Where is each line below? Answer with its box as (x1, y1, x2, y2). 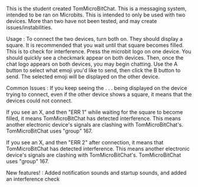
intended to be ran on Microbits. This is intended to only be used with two (6, 11, 186, 18)
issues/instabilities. (6, 24, 53, 31)
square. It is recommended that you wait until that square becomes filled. (6, 41, 184, 49)
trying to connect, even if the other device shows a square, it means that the (6, 91, 192, 98)
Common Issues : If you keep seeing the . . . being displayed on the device (6, 85, 187, 91)
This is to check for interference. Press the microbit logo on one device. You (6, 48, 191, 55)
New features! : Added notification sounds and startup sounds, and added (6, 169, 187, 176)
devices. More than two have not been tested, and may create (6, 18, 157, 24)
